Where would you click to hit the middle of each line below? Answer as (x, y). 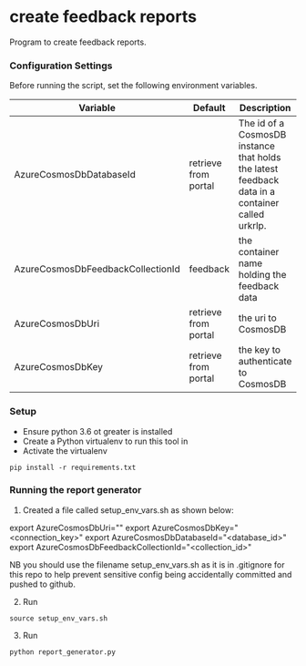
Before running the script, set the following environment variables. (133, 86)
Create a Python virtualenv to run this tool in (105, 441)
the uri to (257, 318)
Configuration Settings (61, 66)
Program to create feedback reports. (78, 42)
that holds (260, 158)
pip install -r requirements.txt (73, 467)
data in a (257, 191)
